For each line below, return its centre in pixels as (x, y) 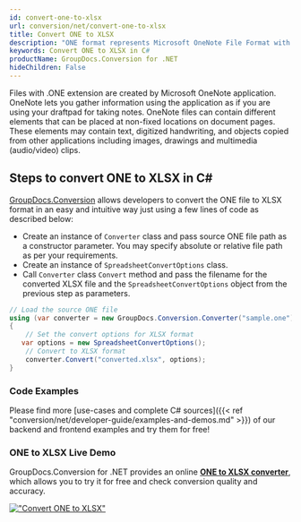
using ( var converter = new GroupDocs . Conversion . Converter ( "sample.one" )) (154, 318)
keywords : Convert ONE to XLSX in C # (80, 51)
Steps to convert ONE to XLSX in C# (111, 179)
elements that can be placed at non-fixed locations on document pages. (142, 121)
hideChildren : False (48, 68)
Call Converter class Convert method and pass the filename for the (145, 274)
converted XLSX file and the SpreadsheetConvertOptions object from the (155, 284)
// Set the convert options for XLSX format (110, 335)
